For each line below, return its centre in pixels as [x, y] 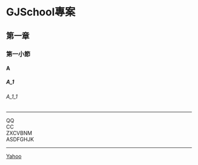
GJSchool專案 [41, 12]
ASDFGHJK [20, 139]
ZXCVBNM [19, 133]
